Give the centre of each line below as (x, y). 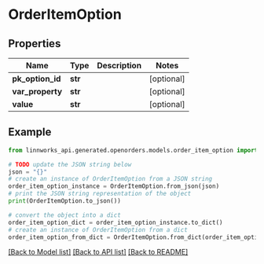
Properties (35, 44)
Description (119, 66)
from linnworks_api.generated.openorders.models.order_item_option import (133, 150)
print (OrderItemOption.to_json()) (65, 201)
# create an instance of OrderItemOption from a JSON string (110, 179)
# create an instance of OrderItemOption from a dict (98, 229)
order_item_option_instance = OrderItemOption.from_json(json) (114, 186)
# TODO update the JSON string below (70, 164)
